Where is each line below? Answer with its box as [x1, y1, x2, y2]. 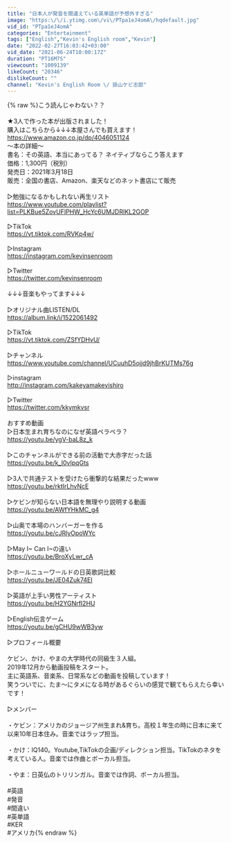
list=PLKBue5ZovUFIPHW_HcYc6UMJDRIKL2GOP [7, 207, 149, 216]
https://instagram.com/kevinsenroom [7, 252, 113, 260]
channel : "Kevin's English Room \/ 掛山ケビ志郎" [7, 81, 147, 88]
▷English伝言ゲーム [7, 615, 64, 623]
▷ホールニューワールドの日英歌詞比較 [7, 568, 116, 577]
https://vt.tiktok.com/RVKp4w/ [7, 230, 95, 238]
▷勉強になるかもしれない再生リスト [7, 192, 110, 201]
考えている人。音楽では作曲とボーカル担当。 [7, 754, 135, 763]
